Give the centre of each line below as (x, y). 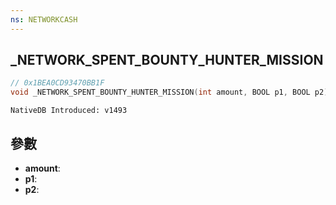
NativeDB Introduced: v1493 (69, 111)
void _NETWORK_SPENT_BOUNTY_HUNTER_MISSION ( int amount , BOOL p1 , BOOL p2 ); (171, 92)
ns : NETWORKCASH (44, 19)
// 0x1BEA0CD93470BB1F (57, 83)
